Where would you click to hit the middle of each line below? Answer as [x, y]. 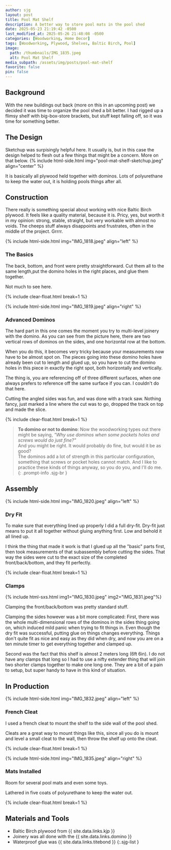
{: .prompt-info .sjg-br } [42, 473]
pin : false [17, 72]
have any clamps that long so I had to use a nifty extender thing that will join [85, 659]
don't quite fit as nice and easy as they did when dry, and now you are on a [84, 639]
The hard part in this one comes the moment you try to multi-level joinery [82, 331]
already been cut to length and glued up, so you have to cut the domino [80, 363]
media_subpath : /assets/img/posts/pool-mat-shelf [59, 62]
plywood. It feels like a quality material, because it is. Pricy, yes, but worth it [85, 215]
